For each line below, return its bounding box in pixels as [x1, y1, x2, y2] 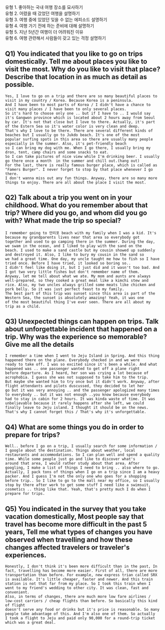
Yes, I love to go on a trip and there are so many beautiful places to [5, 93, 158, 99]
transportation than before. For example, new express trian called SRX [5, 573, 158, 578]
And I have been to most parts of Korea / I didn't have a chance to [5, 102, 151, 107]
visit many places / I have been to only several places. [5, 107, 127, 111]
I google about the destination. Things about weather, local [5, 448, 135, 453]
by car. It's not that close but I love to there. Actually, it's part [5, 119, 155, 124]
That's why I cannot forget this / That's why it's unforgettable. [5, 409, 147, 414]
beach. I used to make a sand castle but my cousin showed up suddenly [5, 248, 155, 253]
